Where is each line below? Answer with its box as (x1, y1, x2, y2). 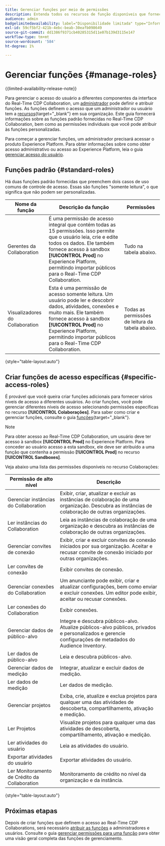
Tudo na (124, 243, 143, 250)
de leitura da (124, 318, 153, 325)
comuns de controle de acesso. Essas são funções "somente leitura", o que (5, 184, 158, 190)
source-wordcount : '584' (5, 39, 56, 44)
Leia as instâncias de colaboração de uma (59, 516, 157, 523)
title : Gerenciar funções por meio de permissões (5, 7, 109, 12)
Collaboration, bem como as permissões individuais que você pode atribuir (5, 121, 157, 127)
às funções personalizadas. (5, 126, 61, 132)
